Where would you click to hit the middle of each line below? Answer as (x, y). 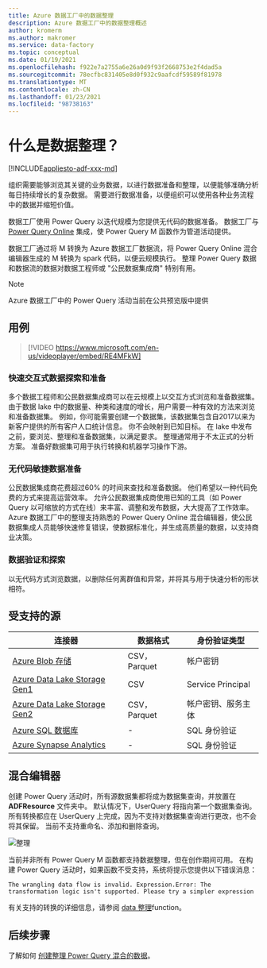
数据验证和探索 (37, 560)
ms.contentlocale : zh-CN (49, 89)
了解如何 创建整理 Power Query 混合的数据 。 (81, 956)
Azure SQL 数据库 (45, 730)
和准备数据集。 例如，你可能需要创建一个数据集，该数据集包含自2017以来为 (132, 417)
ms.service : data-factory (51, 45)
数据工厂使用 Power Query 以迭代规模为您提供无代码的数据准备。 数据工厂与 (133, 222)
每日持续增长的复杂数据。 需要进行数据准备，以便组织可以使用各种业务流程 (131, 195)
